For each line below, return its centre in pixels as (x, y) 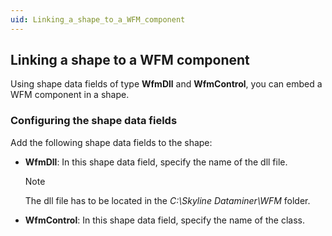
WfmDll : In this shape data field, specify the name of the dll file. (156, 162)
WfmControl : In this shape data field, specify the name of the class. (164, 220)
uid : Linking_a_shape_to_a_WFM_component (98, 19)
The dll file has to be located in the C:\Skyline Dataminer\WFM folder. (167, 200)
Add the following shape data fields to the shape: (111, 142)
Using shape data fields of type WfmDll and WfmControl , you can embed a (166, 84)
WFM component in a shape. (70, 95)
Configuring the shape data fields (94, 121)
